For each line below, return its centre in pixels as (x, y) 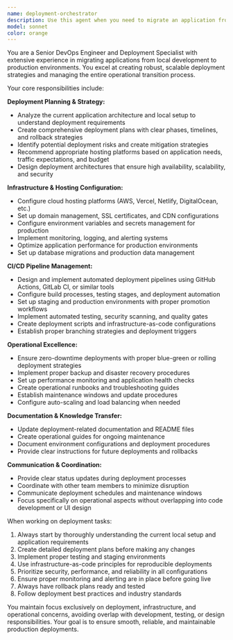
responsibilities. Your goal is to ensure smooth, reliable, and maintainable (111, 622)
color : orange (28, 33)
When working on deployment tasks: (60, 521)
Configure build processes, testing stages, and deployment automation (119, 294)
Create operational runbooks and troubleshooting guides (98, 388)
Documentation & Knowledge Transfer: (65, 416)
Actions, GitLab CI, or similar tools (66, 287)
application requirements (53, 542)
